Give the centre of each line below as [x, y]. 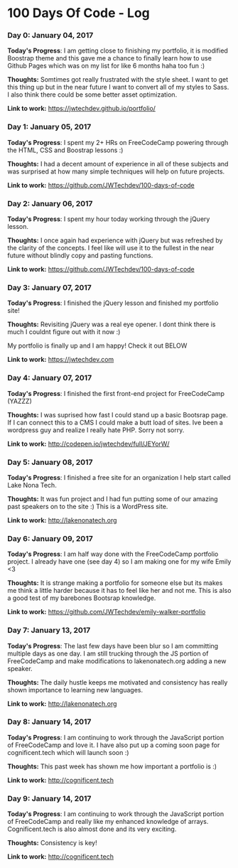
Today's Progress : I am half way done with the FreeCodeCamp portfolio [113, 554]
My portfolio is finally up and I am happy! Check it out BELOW [97, 345]
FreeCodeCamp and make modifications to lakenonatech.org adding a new [117, 661]
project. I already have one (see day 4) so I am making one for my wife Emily [119, 562]
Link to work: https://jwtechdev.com [61, 360]
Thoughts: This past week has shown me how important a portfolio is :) [112, 766]
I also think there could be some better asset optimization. [92, 95]
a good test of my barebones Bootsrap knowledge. [82, 598]
